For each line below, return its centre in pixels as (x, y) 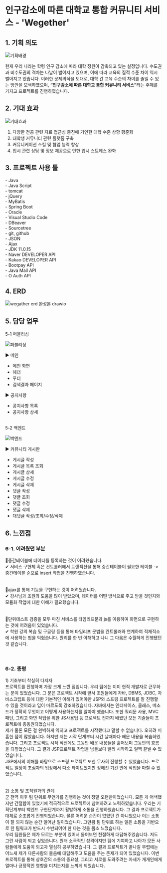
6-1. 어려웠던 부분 (25, 548)
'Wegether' (46, 23)
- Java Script (18, 186)
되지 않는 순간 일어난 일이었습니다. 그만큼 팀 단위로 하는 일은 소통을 (81, 822)
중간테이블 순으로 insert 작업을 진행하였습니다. (50, 573)
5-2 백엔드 (15, 428)
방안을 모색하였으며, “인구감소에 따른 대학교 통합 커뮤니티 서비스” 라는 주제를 (84, 85)
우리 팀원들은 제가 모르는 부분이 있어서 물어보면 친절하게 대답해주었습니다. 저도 (82, 835)
